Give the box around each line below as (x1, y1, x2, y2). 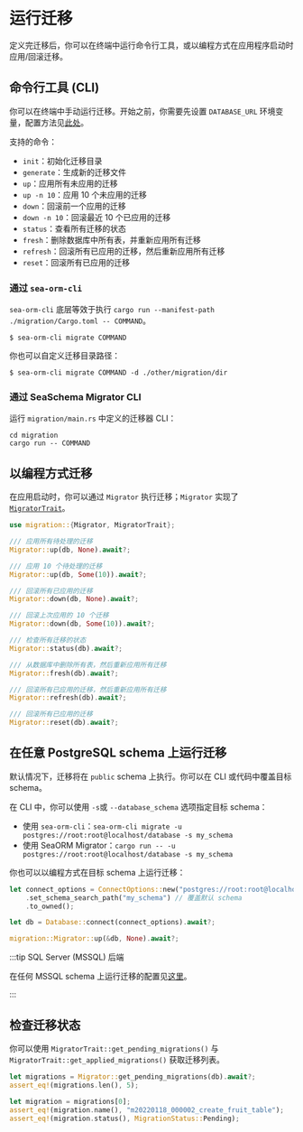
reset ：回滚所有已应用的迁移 (22, 256, 131, 267)
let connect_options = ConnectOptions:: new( (9, 885, 179, 894)
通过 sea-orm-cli (9, 282, 83, 294)
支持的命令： (9, 136, 57, 147)
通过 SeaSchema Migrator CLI (9, 390, 142, 403)
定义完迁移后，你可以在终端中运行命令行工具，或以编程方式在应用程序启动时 (9, 40, 294, 51)
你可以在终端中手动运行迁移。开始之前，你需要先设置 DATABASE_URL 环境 (9, 106, 276, 116)
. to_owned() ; (25, 902, 75, 911)
